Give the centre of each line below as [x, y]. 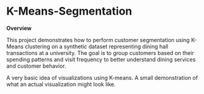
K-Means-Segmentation [70, 11]
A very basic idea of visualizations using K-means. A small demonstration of [102, 78]
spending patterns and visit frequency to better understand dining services [101, 59]
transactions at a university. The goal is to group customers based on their [100, 52]
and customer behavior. [36, 66]
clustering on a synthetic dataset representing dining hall [96, 46]
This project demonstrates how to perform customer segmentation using [98, 40]
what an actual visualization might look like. [61, 84]
